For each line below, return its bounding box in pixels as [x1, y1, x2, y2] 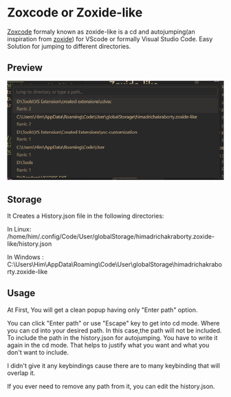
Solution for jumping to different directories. [7, 42, 131, 50]
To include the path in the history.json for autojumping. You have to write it [7, 333, 218, 341]
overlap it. [7, 369, 36, 377]
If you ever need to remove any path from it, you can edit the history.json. [7, 382, 215, 390]
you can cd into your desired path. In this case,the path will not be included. [7, 326, 222, 334]
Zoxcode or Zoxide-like [7, 5, 143, 21]
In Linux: [7, 225, 32, 233]
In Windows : [7, 253, 44, 261]
